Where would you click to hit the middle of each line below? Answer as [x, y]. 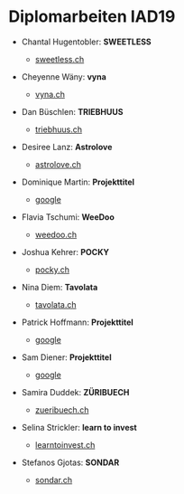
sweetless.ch [60, 59]
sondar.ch [54, 480]
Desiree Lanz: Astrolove [67, 147]
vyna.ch [50, 94]
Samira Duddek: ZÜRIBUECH [75, 392]
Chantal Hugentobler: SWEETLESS [86, 42]
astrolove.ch [58, 164]
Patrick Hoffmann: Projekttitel [78, 322]
